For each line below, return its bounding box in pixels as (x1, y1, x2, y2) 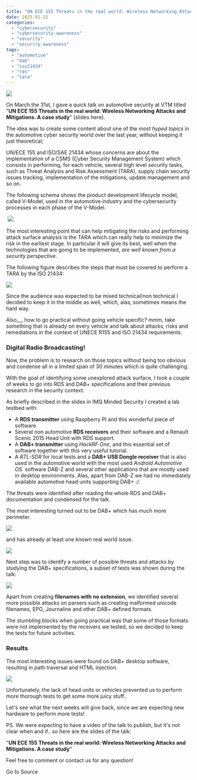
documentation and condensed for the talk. (6, 496, 111, 503)
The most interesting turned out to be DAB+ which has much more (6, 507, 167, 515)
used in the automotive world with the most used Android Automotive (14, 459, 182, 467)
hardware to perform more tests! (6, 710, 85, 717)
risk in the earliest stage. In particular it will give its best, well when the (6, 240, 177, 247)
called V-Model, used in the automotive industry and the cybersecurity (6, 198, 177, 205)
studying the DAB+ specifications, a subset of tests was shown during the (6, 564, 185, 571)
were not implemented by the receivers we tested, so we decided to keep (6, 623, 184, 630)
